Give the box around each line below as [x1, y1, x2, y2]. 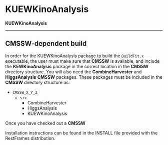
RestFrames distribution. [5, 135, 55, 141]
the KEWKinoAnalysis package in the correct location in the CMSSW [5, 63, 149, 69]
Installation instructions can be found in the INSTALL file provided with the [5, 129, 158, 136]
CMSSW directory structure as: [5, 79, 70, 85]
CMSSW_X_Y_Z [12, 90, 37, 95]
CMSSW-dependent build [5, 39, 87, 48]
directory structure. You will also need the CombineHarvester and [5, 69, 142, 75]
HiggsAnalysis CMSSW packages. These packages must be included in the [5, 74, 162, 80]
